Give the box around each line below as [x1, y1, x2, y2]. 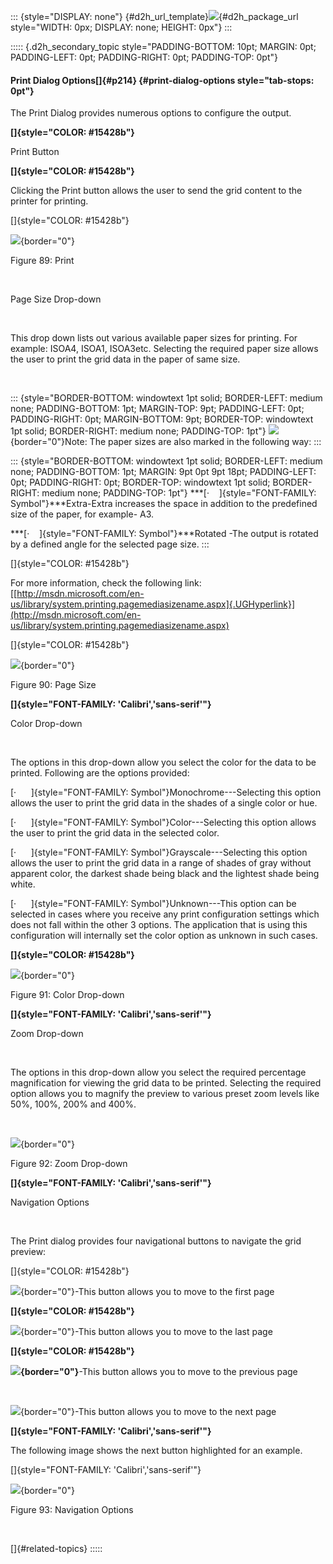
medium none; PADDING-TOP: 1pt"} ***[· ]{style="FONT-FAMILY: [41, 487, 317, 499]
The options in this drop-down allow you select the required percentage [10, 1066, 307, 1079]
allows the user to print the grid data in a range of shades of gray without [10, 857, 312, 869]
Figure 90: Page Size [10, 679, 97, 691]
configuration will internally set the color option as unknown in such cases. [10, 930, 318, 942]
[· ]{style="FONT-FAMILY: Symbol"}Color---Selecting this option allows [10, 816, 317, 829]
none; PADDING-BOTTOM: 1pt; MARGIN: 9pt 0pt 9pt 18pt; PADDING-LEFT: [10, 466, 317, 478]
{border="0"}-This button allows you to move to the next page [20, 1406, 277, 1418]
